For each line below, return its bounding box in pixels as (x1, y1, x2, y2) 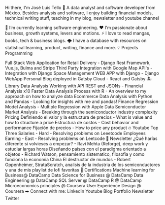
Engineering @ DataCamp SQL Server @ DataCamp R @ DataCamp (5, 177, 142, 183)
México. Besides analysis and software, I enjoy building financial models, (5, 10, 153, 16)
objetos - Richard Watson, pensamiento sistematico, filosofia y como (5, 151, 145, 157)
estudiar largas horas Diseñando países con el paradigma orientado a (5, 146, 146, 152)
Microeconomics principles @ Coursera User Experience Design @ (5, 183, 141, 188)
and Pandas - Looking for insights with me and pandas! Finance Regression (5, 99, 159, 104)
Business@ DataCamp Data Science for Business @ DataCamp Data (5, 172, 144, 178)
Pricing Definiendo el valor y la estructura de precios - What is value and (5, 114, 153, 120)
